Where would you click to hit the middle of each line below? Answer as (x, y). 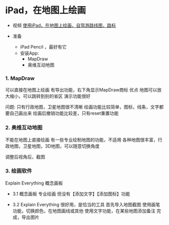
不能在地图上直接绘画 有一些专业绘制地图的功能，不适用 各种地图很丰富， (81, 140)
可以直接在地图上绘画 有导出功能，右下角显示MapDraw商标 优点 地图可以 (81, 90)
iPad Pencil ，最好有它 (43, 47)
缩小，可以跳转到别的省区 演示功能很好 (50, 96)
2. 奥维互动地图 (24, 128)
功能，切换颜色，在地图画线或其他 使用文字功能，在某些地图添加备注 (84, 211)
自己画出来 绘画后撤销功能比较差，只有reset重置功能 (64, 113)
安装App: (30, 53)
